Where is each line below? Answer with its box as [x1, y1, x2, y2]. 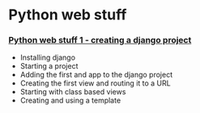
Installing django [19, 52, 75, 62]
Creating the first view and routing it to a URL [19, 78, 172, 88]
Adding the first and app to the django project [19, 70, 172, 80]
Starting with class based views [19, 87, 126, 97]
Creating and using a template [19, 95, 121, 106]
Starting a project [19, 61, 79, 71]
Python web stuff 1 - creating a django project [8, 35, 192, 46]
